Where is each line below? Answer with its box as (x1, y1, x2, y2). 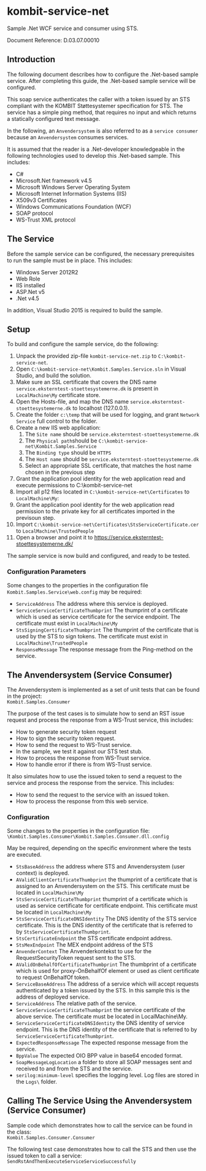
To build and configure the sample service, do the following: (7, 341, 159, 348)
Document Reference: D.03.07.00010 (7, 36, 100, 44)
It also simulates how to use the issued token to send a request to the (7, 773, 182, 780)
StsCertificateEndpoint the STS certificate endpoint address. (15, 934, 172, 941)
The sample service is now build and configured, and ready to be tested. (7, 552, 191, 560)
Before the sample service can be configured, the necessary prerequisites (7, 250, 195, 257)
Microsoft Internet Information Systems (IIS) (15, 190, 127, 197)
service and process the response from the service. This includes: (7, 779, 174, 787)
